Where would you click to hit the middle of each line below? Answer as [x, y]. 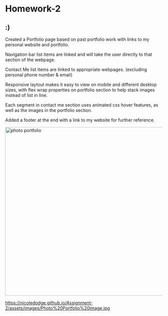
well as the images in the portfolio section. [49, 110]
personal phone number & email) [39, 75]
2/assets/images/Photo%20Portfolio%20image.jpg [57, 308]
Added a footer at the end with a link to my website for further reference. [80, 120]
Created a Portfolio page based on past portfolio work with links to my [77, 39]
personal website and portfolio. [37, 45]
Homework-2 [33, 9]
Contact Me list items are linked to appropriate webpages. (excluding [76, 69]
